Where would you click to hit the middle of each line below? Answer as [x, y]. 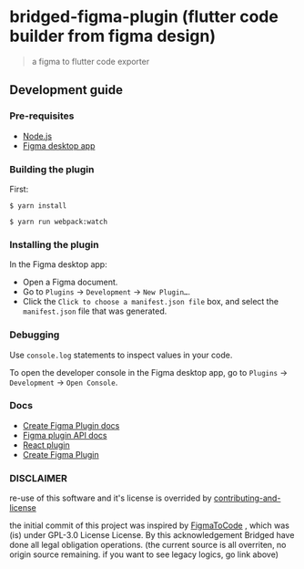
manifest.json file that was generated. [95, 311]
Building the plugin [52, 169]
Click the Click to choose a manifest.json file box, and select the [151, 302]
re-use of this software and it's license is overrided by [111, 498]
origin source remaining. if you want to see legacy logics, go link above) [144, 554]
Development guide [66, 90]
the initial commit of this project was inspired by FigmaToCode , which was [149, 525]
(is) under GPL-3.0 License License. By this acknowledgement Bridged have [152, 535]
